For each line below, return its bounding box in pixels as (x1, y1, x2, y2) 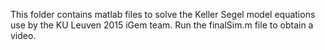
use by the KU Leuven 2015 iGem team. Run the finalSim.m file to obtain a (10, 19, 314, 31)
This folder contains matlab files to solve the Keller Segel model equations (10, 9, 316, 20)
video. (10, 30, 37, 41)
